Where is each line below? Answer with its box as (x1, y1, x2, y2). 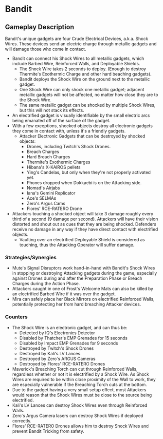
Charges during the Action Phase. (12, 281, 80, 286)
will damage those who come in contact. (5, 46, 86, 52)
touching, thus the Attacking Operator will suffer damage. (19, 242, 135, 248)
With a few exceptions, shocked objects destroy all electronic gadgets (12, 123, 153, 129)
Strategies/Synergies (5, 254, 57, 261)
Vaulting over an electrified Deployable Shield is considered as (19, 237, 145, 242)
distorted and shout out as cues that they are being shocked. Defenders (12, 221, 157, 227)
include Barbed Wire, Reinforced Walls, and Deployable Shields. (12, 61, 140, 66)
